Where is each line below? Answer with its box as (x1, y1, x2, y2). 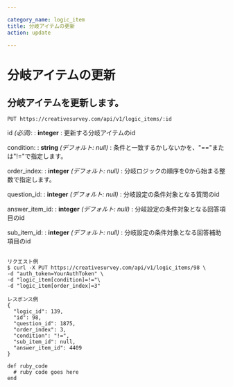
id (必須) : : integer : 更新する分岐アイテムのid (7, 129, 136, 137)
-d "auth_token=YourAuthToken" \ (7, 270, 104, 277)
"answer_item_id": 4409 (13, 345, 82, 352)
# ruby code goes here (13, 369, 79, 376)
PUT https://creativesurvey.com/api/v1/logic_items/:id (7, 116, 172, 123)
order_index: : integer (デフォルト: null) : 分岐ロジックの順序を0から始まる (7, 167, 220, 175)
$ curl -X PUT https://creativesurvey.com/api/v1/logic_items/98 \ (7, 264, 207, 271)
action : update (7, 29, 51, 36)
